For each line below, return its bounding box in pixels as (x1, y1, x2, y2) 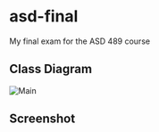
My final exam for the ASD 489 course (9, 36, 150, 46)
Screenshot (9, 111, 76, 127)
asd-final (9, 6, 79, 27)
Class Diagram (9, 62, 92, 77)
